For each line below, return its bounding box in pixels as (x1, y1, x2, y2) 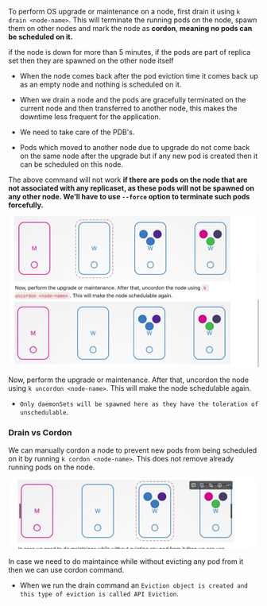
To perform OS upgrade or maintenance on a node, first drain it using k (8, 7, 241, 16)
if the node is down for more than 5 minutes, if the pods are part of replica (8, 48, 251, 56)
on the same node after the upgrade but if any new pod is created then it (19, 151, 258, 160)
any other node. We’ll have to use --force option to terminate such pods (8, 192, 250, 201)
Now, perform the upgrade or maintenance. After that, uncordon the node (8, 375, 249, 384)
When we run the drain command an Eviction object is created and (19, 580, 248, 590)
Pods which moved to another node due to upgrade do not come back (19, 143, 250, 152)
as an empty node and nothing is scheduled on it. (19, 79, 182, 89)
